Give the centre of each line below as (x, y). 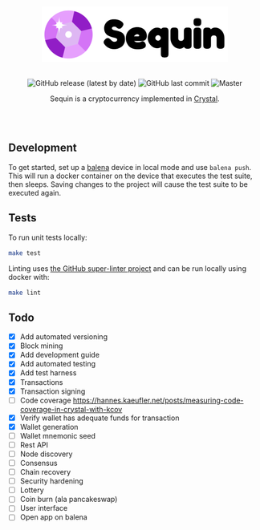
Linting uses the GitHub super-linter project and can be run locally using (128, 268)
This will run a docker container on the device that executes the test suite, (130, 176)
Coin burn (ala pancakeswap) (69, 500)
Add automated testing (58, 364)
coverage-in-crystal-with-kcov (71, 409)
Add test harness (48, 373)
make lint (25, 293)
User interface (44, 508)
